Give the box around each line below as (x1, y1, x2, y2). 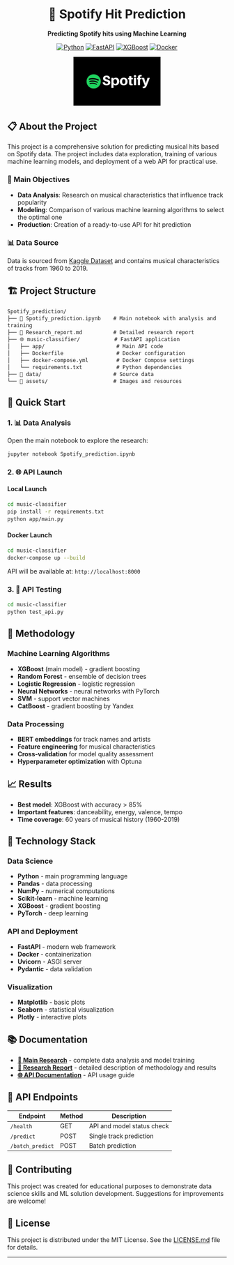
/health (10, 1123, 33, 1130)
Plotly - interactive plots (17, 1013, 87, 1021)
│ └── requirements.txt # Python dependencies (7, 364, 182, 370)
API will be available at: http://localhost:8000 (7, 567, 141, 575)
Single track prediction (88, 1132, 154, 1140)
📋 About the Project (7, 120, 97, 132)
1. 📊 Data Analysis (7, 418, 72, 428)
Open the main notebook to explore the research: (7, 436, 148, 445)
